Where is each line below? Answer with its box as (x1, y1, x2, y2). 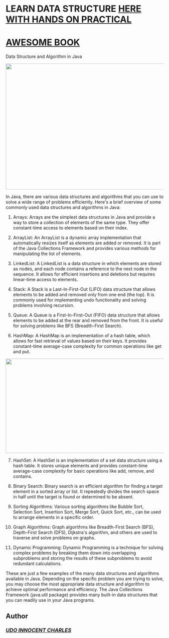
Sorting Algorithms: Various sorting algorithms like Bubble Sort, (13, 503, 144, 509)
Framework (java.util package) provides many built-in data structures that (6, 592, 157, 598)
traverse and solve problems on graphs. (13, 535, 96, 541)
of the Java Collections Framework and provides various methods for (13, 245, 156, 251)
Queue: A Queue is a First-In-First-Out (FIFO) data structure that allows (13, 312, 160, 318)
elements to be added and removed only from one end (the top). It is (13, 292, 154, 298)
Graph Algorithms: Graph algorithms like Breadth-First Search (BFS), (13, 524, 154, 530)
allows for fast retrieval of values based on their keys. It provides (13, 338, 147, 344)
